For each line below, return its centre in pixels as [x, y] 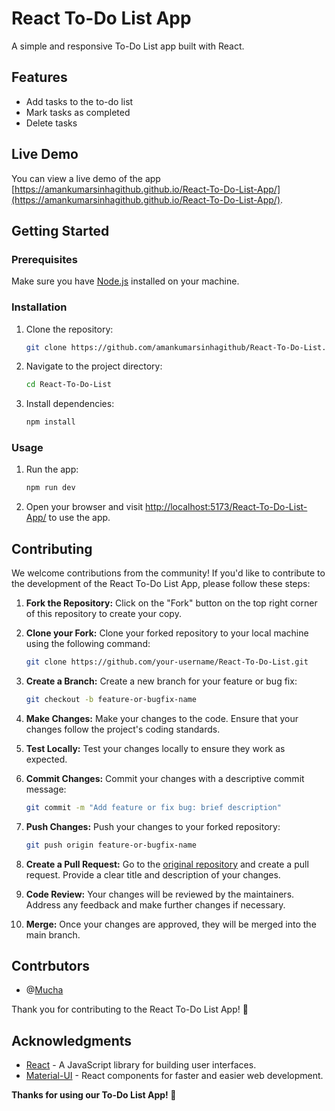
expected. [46, 759]
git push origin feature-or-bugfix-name [111, 845]
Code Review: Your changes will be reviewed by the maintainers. [160, 894]
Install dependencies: [70, 404]
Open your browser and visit [84, 507]
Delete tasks [51, 123]
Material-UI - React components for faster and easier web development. [174, 1076]
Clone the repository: [69, 329]
